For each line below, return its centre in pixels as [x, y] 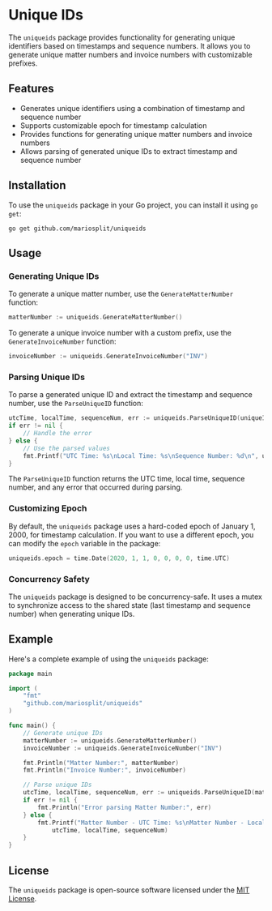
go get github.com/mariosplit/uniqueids [78, 229]
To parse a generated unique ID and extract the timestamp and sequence [130, 395]
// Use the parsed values [67, 448]
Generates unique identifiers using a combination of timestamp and [132, 108]
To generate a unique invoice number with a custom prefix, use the [120, 333]
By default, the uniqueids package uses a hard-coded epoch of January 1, [132, 526]
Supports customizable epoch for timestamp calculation [114, 125]
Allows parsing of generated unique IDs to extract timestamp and [129, 151]
